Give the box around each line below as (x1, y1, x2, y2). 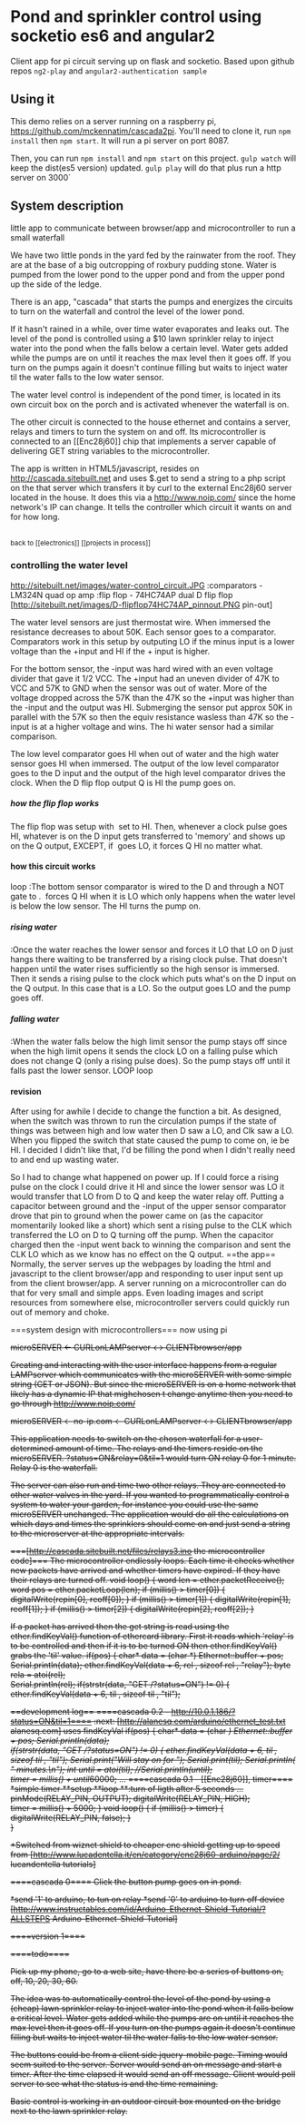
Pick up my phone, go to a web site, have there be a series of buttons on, (10, 1966, 284, 1977)
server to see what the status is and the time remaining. (10, 2079, 219, 2090)
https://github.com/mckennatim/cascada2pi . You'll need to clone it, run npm (10, 125, 291, 136)
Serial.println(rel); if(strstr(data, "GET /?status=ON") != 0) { (10, 1679, 230, 1690)
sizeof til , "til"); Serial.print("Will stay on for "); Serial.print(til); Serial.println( (10, 1755, 296, 1766)
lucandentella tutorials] (10, 1859, 96, 1870)
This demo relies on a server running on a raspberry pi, (10, 115, 217, 126)
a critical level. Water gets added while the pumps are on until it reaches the (10, 2012, 294, 2023)
